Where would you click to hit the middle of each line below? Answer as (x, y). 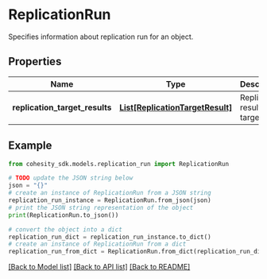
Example (30, 146)
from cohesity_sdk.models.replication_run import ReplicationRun (118, 164)
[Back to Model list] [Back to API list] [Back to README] (99, 267)
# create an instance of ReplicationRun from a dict (97, 244)
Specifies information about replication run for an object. (101, 37)
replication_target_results (62, 107)
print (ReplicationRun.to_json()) (64, 215)
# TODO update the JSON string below (71, 178)
